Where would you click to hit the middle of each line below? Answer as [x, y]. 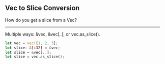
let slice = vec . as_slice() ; [35, 57]
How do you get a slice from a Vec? [41, 20]
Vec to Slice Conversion [42, 8]
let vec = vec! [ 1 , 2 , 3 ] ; [31, 43]
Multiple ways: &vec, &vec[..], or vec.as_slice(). [53, 34]
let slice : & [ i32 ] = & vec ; [33, 48]
